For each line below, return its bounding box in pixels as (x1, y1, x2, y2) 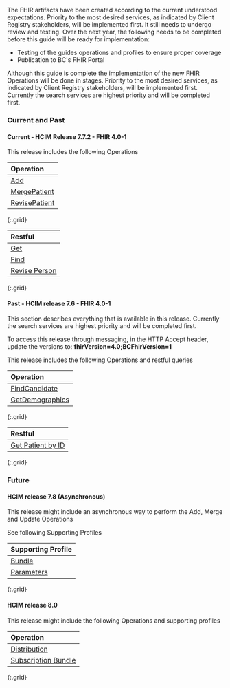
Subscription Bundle (10, 655, 76, 665)
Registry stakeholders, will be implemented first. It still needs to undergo (7, 21, 211, 28)
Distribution (10, 644, 48, 654)
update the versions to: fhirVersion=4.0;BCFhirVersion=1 (7, 343, 172, 351)
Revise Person (10, 266, 57, 276)
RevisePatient (10, 198, 55, 208)
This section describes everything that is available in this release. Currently (7, 314, 220, 323)
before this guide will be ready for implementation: (7, 35, 150, 43)
